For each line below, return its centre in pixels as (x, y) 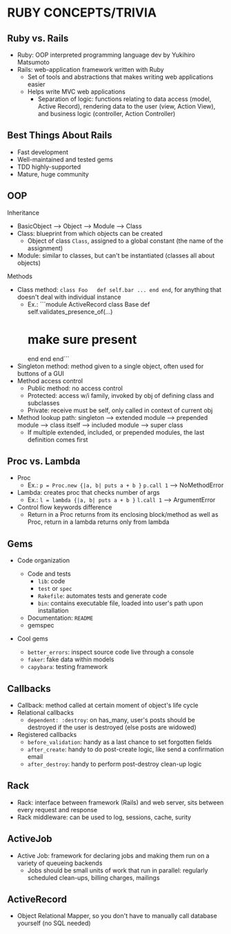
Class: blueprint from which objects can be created (90, 233)
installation (53, 611)
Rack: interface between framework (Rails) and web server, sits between (120, 802)
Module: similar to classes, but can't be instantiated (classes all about (116, 255)
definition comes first (58, 439)
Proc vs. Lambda (44, 461)
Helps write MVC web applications (76, 92)
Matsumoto (33, 62)
